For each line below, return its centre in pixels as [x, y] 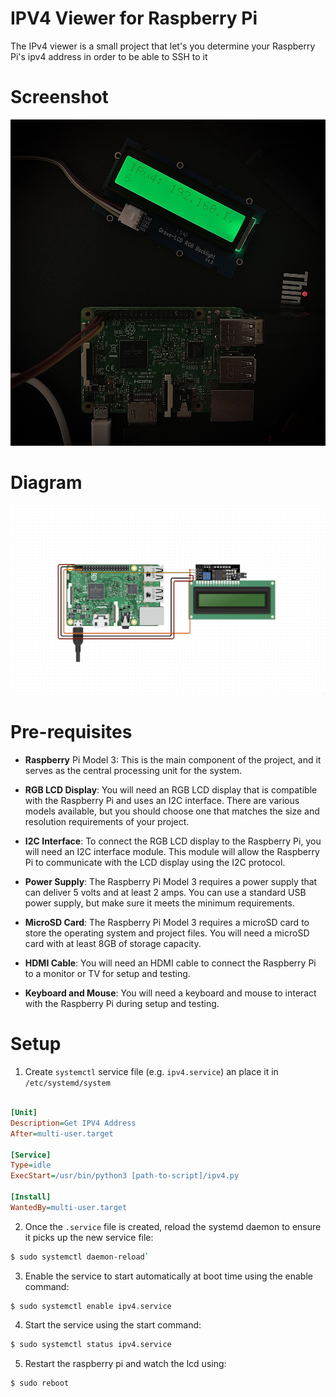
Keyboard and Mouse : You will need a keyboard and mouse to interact [170, 993]
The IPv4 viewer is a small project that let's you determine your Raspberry [163, 46]
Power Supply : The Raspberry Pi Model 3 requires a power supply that [171, 882]
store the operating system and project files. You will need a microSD [167, 933]
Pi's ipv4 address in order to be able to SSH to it [109, 56]
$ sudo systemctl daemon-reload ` [80, 1257]
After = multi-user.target [62, 1133]
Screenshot [59, 97]
